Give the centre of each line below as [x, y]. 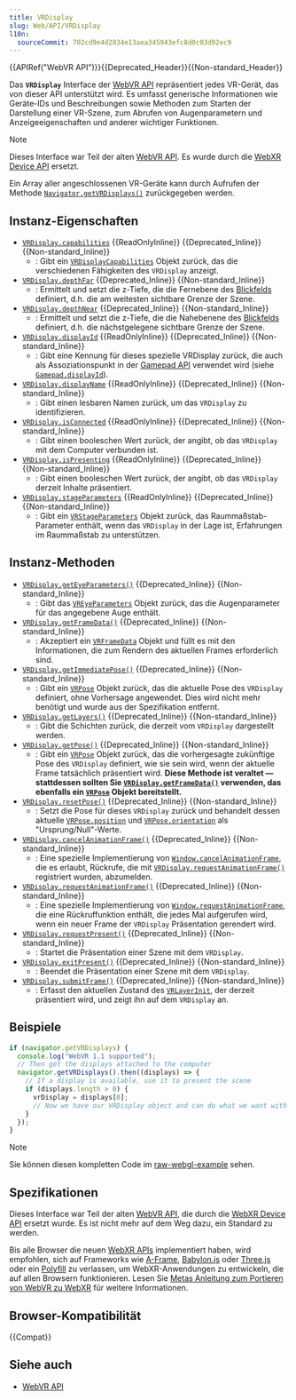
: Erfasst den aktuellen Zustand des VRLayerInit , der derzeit [145, 990]
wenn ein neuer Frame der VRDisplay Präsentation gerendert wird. [156, 924]
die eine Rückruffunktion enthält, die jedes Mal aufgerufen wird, [152, 914]
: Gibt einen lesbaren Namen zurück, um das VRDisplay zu [141, 403]
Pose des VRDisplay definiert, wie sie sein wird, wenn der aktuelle [155, 763]
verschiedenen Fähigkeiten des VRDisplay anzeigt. [127, 271]
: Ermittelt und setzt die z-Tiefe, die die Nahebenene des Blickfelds [157, 318]
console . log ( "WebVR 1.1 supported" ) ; [87, 1056]
